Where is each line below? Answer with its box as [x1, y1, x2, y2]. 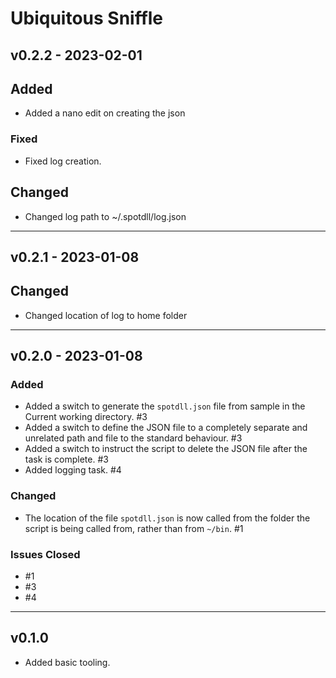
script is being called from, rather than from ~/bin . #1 [24, 522, 244, 534]
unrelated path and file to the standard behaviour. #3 [24, 432, 243, 444]
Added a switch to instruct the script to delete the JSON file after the [24, 443, 308, 455]
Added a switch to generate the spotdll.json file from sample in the [24, 400, 306, 412]
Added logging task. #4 [24, 464, 122, 476]
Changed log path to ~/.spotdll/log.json [24, 210, 187, 222]
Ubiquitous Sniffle [10, 7, 164, 30]
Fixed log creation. [24, 155, 102, 167]
